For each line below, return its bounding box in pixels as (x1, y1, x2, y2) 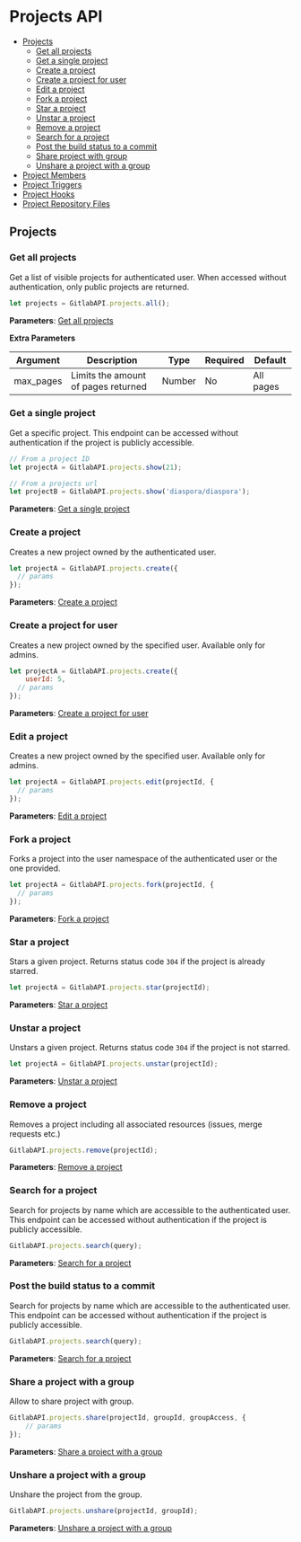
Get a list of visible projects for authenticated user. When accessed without (9, 271, 287, 282)
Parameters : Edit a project (9, 811, 107, 821)
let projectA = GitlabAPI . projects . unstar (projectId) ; (9, 1059, 219, 1068)
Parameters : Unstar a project (9, 1076, 118, 1086)
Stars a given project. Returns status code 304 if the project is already (9, 956, 266, 967)
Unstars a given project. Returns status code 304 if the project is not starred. (9, 1042, 291, 1053)
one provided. (9, 863, 61, 873)
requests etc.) (9, 1128, 61, 1139)
